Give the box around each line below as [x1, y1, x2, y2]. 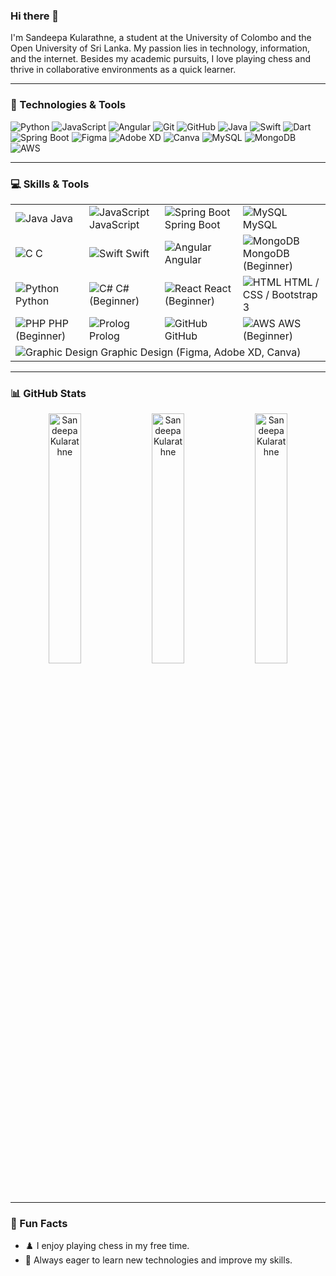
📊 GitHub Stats [10, 386, 87, 400]
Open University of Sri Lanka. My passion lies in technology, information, [10, 42, 310, 54]
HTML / [283, 275, 320, 289]
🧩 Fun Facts [10, 1217, 68, 1231]
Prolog [89, 329, 120, 343]
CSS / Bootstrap [242, 287, 318, 301]
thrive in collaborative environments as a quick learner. [10, 64, 237, 76]
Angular [164, 252, 202, 266]
